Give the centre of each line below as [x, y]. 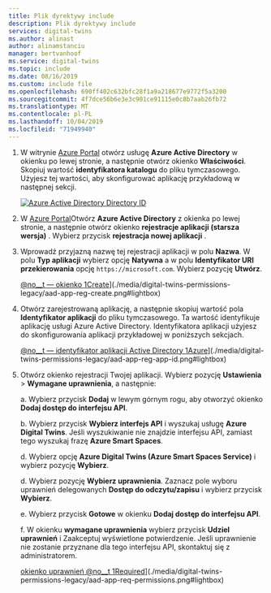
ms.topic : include [39, 69]
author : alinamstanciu [47, 46]
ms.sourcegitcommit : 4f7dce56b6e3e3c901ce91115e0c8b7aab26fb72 [118, 99]
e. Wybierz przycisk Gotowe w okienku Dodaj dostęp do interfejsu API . [140, 513]
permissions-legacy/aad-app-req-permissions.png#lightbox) [122, 580]
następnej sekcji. [48, 187]
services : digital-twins [50, 31]
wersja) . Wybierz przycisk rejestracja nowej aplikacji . [113, 236]
